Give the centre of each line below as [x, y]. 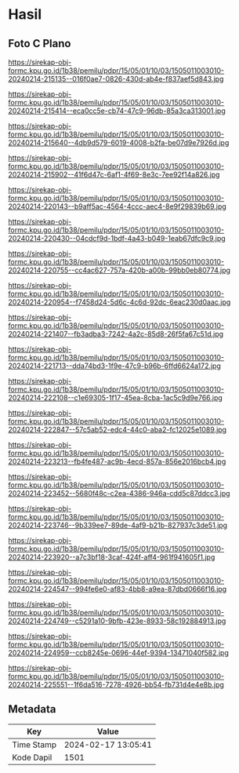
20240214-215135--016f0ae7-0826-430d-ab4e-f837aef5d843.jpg [116, 79]
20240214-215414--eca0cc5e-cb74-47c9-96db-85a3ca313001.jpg [117, 111]
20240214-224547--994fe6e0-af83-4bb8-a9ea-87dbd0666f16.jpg [118, 589]
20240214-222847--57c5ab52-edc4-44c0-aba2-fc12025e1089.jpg [118, 430]
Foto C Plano [40, 44]
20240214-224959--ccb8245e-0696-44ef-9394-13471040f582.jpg [119, 653]
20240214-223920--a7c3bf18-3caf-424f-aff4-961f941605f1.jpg [112, 557]
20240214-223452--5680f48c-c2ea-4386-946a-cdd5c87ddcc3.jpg [119, 493]
